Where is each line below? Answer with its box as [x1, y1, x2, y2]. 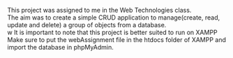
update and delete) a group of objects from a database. [7, 21, 167, 29]
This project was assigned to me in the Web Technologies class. [7, 6, 192, 14]
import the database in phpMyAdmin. [7, 43, 114, 51]
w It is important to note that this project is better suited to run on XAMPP [7, 28, 218, 36]
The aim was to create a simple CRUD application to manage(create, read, [7, 13, 220, 22]
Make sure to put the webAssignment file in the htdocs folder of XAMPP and [7, 36, 227, 44]
